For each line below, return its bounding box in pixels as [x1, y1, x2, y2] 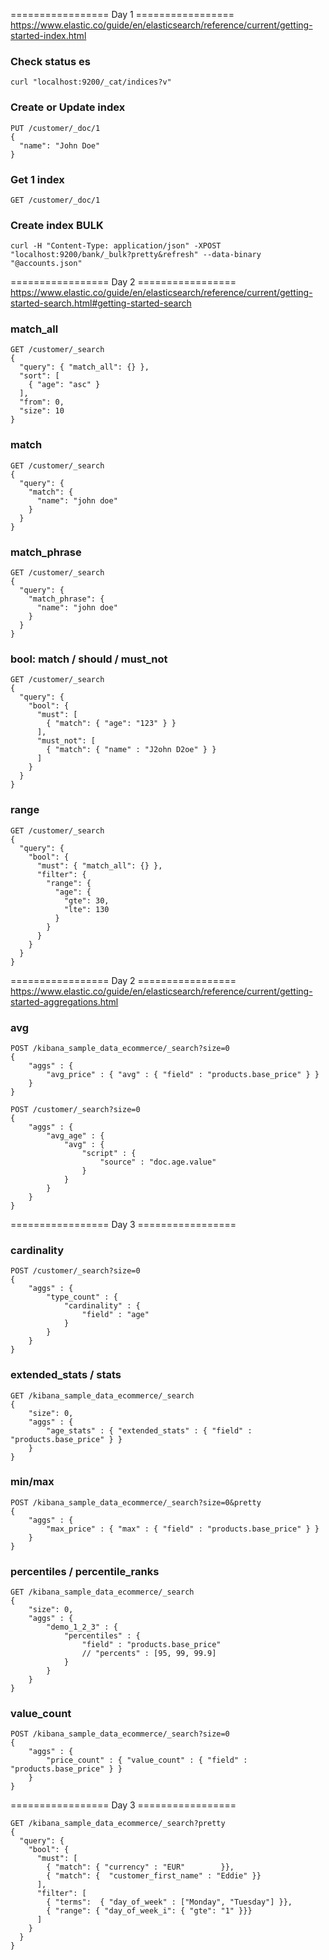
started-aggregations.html [10, 995, 119, 1008]
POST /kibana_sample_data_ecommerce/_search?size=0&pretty [10, 1497, 262, 1508]
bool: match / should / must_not [10, 652, 168, 666]
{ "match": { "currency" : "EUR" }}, [46, 1862, 235, 1873]
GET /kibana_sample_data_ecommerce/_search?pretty [10, 1819, 226, 1829]
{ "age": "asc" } [28, 380, 101, 390]
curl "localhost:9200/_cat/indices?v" [10, 77, 172, 88]
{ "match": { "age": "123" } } [46, 719, 177, 729]
